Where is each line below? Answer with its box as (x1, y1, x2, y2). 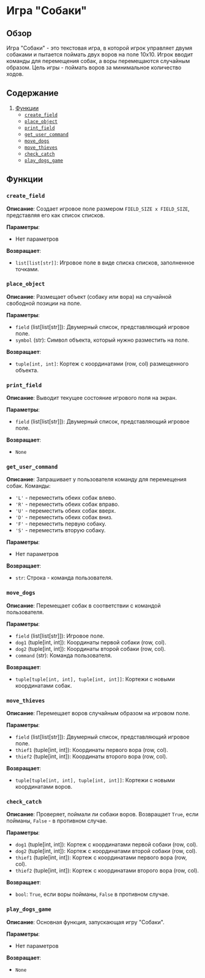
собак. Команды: (6, 482, 51, 490)
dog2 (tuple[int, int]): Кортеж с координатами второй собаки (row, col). (15, 848, 198, 855)
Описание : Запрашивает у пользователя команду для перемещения (6, 476, 187, 483)
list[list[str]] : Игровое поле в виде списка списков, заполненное (15, 258, 195, 266)
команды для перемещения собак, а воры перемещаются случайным (6, 58, 190, 64)
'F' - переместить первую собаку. (15, 520, 107, 527)
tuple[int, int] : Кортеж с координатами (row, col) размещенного (15, 359, 189, 367)
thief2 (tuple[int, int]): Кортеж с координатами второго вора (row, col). (15, 867, 199, 875)
